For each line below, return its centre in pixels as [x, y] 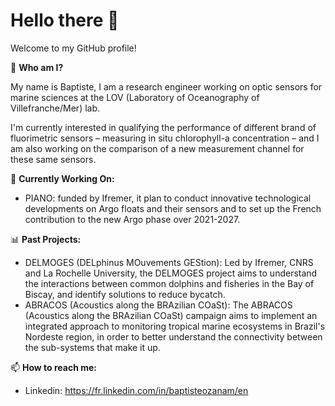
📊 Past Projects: [46, 239]
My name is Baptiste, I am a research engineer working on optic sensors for [166, 86]
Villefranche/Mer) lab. [55, 108]
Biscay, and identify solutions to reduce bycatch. [125, 294]
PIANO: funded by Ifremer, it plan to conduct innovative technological [168, 198]
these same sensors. [53, 159]
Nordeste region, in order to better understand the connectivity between [173, 336]
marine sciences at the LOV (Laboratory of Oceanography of [135, 97]
